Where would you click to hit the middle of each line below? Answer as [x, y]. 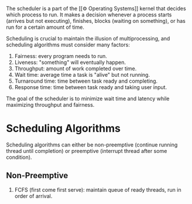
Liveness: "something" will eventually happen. [70, 62]
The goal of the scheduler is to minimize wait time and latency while [88, 98]
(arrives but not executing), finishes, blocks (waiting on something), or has [96, 21]
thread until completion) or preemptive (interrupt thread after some [87, 151]
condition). [19, 157]
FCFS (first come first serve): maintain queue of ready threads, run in [98, 189]
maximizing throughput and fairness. [50, 105]
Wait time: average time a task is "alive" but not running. [82, 75]
